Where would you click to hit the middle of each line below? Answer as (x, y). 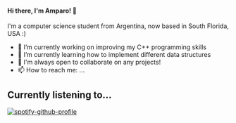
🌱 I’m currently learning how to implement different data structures (114, 55)
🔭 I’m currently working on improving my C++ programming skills (112, 47)
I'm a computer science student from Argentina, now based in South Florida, (118, 26)
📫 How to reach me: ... (51, 70)
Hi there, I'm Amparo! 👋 (42, 11)
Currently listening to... (60, 95)
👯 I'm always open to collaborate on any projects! (89, 62)
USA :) (17, 34)
